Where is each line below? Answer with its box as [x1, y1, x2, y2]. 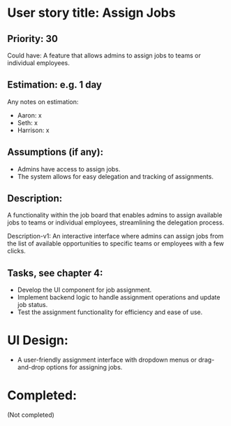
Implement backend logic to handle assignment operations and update [17, 293, 221, 301]
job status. [17, 301, 48, 309]
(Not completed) [7, 411, 54, 419]
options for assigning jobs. [46, 363, 123, 371]
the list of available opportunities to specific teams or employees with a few [7, 239, 225, 248]
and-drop [17, 363, 45, 371]
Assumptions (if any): [7, 146, 103, 158]
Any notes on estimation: [7, 97, 79, 106]
